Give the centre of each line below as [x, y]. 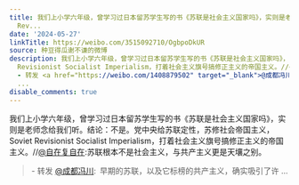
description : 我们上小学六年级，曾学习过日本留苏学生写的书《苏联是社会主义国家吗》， [149, 59]
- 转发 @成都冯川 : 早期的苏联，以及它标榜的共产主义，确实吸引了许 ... [159, 171]
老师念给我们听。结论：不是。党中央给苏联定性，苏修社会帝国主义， [149, 129]
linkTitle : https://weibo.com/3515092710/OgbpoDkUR [107, 42]
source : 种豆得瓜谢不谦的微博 [59, 51]
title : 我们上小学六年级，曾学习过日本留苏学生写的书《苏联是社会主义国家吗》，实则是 [148, 17]
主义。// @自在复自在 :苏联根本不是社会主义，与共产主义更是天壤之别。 [138, 151]
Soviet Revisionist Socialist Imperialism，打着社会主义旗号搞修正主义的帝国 [146, 141]
